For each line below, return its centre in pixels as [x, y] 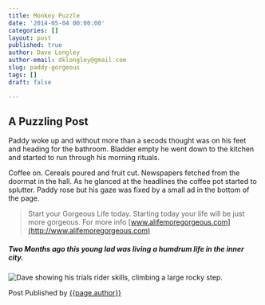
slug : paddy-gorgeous [44, 68]
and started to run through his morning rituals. [84, 158]
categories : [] [34, 30]
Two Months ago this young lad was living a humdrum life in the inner [127, 248]
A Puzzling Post [48, 121]
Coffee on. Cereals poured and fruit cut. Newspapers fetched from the [124, 173]
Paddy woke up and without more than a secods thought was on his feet [127, 141]
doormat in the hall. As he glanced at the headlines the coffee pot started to [132, 182]
